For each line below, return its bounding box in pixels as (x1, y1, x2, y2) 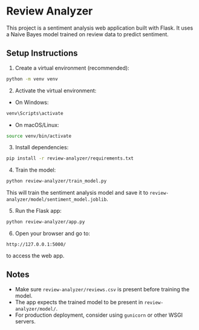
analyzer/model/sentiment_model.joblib (6, 196, 107, 203)
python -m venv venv (6, 76, 59, 82)
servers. (15, 317, 36, 325)
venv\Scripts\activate (6, 110, 64, 116)
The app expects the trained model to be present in (15, 298, 143, 306)
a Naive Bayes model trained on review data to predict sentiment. (6, 30, 169, 37)
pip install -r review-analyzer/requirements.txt (6, 155, 134, 161)
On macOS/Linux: (15, 121, 59, 128)
